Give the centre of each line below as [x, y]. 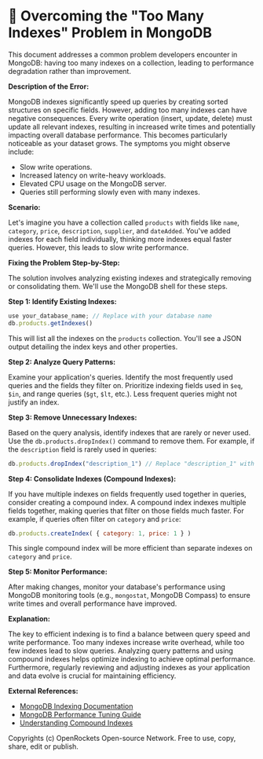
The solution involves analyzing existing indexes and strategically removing [130, 277]
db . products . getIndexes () [50, 323]
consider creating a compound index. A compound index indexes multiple [127, 502]
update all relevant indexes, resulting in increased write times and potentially [132, 126]
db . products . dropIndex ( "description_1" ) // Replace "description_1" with [131, 464]
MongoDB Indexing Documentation [76, 706]
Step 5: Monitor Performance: [58, 572]
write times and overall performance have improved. [93, 603]
